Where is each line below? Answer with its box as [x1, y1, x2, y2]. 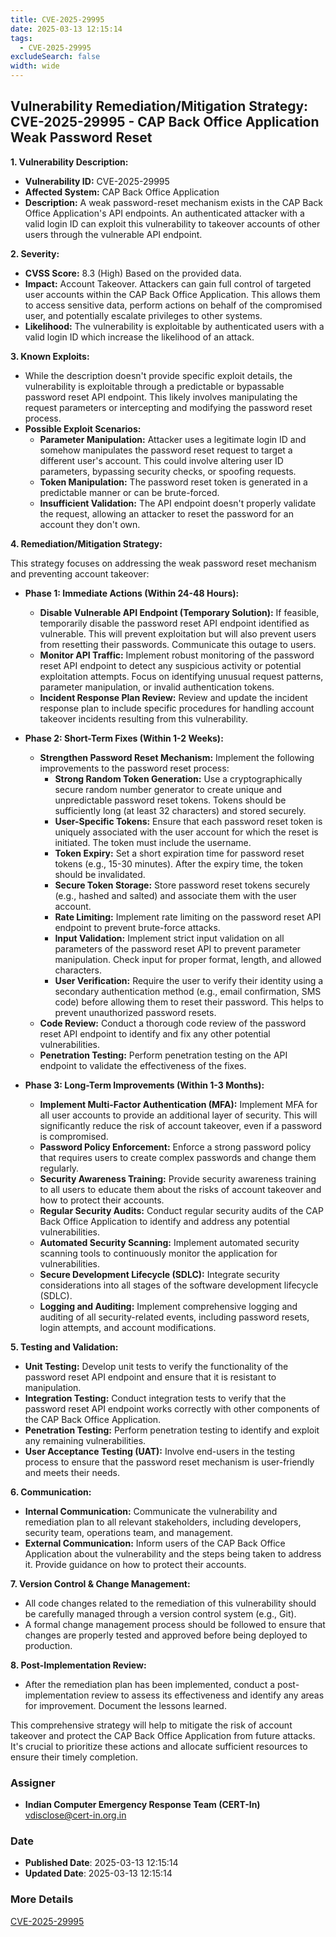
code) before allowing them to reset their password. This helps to [54, 996, 324, 1008]
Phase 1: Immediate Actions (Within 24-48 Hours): [24, 587, 240, 599]
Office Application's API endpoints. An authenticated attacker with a [24, 207, 305, 219]
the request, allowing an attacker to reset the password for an [39, 507, 294, 520]
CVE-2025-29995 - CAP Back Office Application [10, 114, 320, 131]
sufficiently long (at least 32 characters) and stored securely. [54, 804, 307, 816]
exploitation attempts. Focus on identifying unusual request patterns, [39, 670, 324, 682]
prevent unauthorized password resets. [54, 1006, 217, 1018]
